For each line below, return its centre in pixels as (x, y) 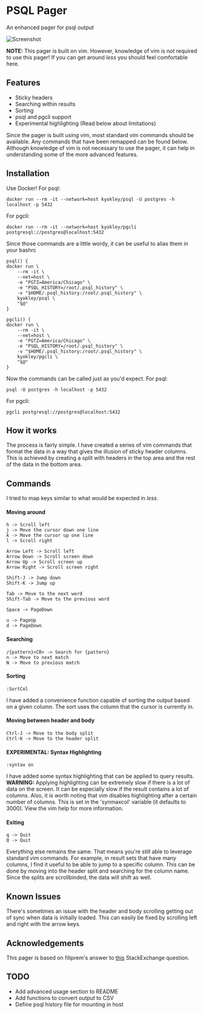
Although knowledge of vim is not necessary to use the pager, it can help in (101, 148)
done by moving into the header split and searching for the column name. (98, 871)
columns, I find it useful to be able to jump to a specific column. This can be (101, 865)
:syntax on (20, 765)
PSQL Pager (37, 11)
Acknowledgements (45, 943)
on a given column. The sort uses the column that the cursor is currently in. (100, 706)
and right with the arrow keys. (43, 924)
